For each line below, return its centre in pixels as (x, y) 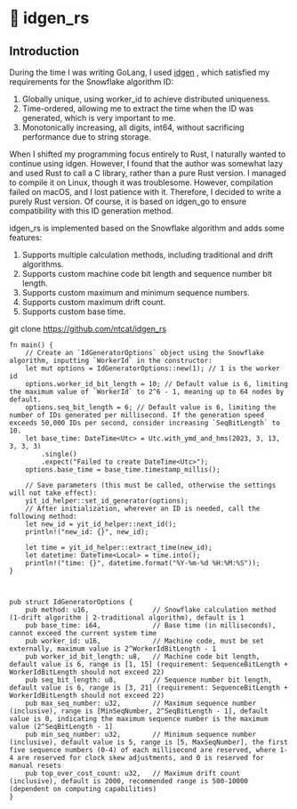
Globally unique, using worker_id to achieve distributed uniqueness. (146, 99)
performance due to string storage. (86, 137)
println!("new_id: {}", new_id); (87, 532)
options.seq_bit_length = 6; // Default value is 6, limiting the (151, 408)
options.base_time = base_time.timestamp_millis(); (123, 470)
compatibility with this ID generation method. (91, 211)
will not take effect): (53, 493)
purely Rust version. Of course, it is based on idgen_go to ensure (128, 201)
